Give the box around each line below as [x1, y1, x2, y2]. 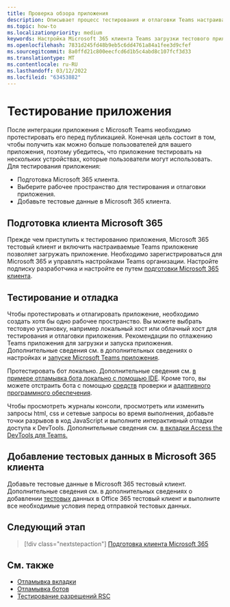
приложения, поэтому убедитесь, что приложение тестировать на [7, 148, 202, 156]
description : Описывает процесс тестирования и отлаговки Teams [7, 16, 194, 23]
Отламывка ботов [16, 585, 70, 593]
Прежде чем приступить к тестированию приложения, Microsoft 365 [7, 236, 209, 244]
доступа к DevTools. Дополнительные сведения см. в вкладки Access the [7, 423, 222, 432]
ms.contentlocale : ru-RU [7, 61, 78, 68]
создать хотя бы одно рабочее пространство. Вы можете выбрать [7, 317, 203, 325]
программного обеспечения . [7, 388, 92, 397]
